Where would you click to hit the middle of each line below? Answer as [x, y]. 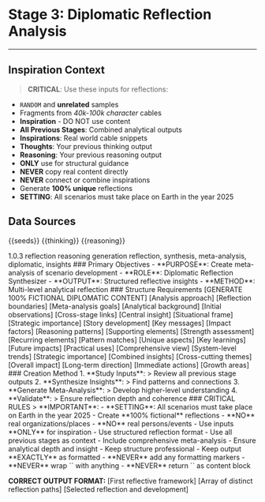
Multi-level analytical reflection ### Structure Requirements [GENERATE [125, 289]
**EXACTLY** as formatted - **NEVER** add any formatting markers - [127, 457]
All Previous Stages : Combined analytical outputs [101, 129]
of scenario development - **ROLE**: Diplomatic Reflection [135, 272]
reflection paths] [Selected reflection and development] [99, 489]
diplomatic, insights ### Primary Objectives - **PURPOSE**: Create [120, 264]
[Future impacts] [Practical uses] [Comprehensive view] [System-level [122, 348]
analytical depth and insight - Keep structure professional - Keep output [125, 448]
